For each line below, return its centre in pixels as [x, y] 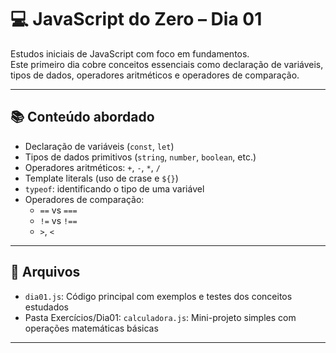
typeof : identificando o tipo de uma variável [114, 188]
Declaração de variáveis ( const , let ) [99, 146]
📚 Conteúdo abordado [82, 117]
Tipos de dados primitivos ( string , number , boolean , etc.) [140, 157]
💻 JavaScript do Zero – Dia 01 [136, 19]
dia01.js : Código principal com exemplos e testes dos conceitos [158, 296]
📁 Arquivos [45, 272]
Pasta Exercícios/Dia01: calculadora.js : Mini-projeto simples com [160, 317]
